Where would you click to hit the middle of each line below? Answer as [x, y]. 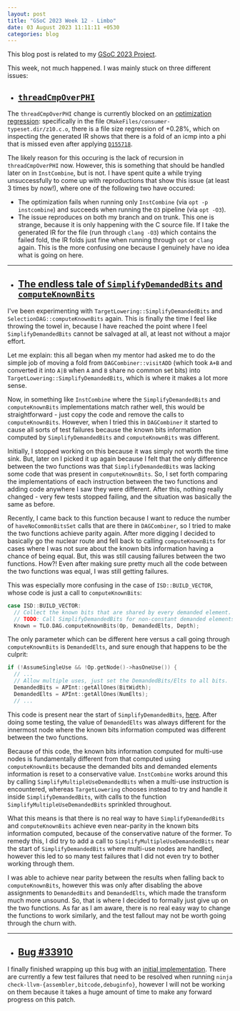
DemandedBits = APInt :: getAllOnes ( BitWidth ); [83, 687]
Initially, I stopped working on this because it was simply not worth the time [118, 451]
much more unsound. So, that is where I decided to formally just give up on [118, 900]
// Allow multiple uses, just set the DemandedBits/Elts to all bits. [121, 681]
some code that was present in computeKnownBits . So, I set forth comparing [117, 474]
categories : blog [33, 34]
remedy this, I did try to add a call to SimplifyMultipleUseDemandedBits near [119, 841]
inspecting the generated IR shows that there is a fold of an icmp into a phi [117, 136]
